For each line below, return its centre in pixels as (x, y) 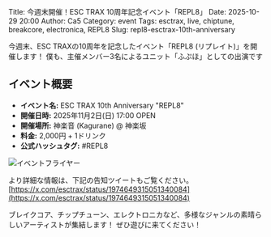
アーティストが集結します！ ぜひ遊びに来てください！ (112, 224)
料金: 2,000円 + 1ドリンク (63, 135)
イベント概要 (41, 85)
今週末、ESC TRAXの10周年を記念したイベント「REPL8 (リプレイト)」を (129, 46)
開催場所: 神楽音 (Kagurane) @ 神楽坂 (83, 125)
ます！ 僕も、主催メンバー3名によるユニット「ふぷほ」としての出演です (143, 56)
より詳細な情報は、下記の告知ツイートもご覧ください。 (101, 180)
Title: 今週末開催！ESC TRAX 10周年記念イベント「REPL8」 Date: (118, 12)
